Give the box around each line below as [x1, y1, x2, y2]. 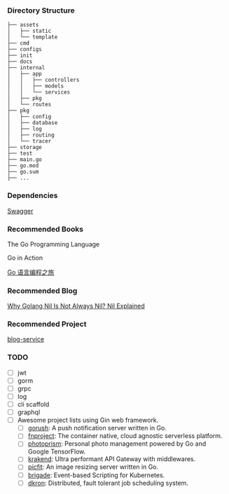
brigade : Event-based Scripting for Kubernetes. [27, 471, 165, 479]
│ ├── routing [7, 132, 55, 139]
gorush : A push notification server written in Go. [27, 424, 167, 432]
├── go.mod [7, 162, 39, 169]
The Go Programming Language [7, 240, 100, 248]
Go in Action [7, 253, 43, 262]
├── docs [7, 58, 33, 65]
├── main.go [7, 156, 42, 163]
